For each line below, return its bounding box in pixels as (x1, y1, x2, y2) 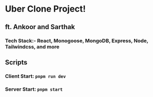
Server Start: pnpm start (5, 86, 63, 93)
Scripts (5, 58, 28, 66)
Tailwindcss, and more (5, 43, 60, 50)
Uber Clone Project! (5, 3, 86, 15)
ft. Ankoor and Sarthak (5, 23, 75, 31)
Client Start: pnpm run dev (5, 73, 66, 80)
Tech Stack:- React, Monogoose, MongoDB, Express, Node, (5, 37, 149, 44)
